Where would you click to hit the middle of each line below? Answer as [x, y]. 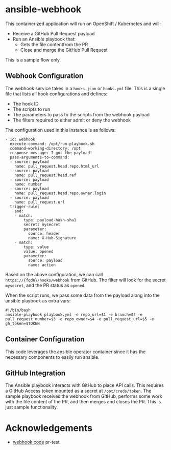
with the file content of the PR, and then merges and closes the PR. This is [83, 402]
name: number [28, 184]
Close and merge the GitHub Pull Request [64, 50]
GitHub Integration [35, 373]
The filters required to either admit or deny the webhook [72, 120]
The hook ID [26, 104]
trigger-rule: [25, 207]
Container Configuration [45, 339]
